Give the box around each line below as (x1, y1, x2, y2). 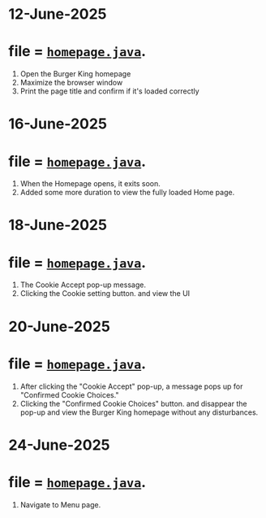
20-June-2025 (8, 317, 111, 336)
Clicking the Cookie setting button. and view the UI (19, 289, 191, 298)
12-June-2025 (8, 5, 107, 24)
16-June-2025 (8, 115, 108, 133)
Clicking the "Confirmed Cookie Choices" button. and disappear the (19, 398, 247, 408)
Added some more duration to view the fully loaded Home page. (19, 188, 235, 198)
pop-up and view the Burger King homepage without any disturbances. (19, 407, 259, 417)
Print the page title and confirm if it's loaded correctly (19, 86, 200, 96)
